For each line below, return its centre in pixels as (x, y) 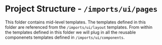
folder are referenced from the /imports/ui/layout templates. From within (79, 27)
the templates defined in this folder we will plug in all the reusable (71, 32)
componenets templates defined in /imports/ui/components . (65, 37)
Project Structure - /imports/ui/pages (81, 9)
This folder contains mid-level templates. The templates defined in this (75, 22)
